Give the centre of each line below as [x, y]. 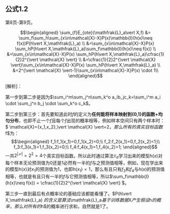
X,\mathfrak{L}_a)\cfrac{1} [136, 54]
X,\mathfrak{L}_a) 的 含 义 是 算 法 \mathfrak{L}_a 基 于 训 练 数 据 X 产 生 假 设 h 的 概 [83, 200]
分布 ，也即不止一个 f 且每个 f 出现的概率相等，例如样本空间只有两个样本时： [87, 120]
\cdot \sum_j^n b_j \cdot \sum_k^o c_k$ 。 [49, 103]
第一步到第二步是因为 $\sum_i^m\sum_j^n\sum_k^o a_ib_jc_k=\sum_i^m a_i [83, 97]
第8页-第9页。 [20, 22]
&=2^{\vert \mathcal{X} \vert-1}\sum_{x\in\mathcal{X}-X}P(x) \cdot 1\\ [86, 70]
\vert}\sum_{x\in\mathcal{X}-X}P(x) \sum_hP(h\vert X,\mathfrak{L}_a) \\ [86, 65]
